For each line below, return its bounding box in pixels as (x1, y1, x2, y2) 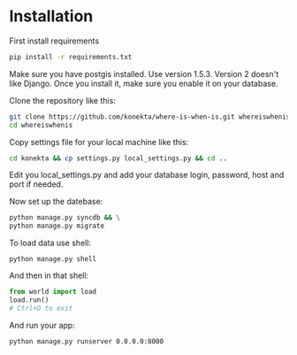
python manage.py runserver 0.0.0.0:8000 (9, 336, 164, 346)
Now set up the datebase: (9, 197, 103, 207)
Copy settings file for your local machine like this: (9, 136, 189, 147)
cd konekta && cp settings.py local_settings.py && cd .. (9, 153, 227, 163)
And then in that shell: (9, 270, 89, 281)
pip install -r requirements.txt (9, 52, 133, 61)
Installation (9, 6, 94, 27)
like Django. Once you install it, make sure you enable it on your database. (9, 78, 278, 89)
